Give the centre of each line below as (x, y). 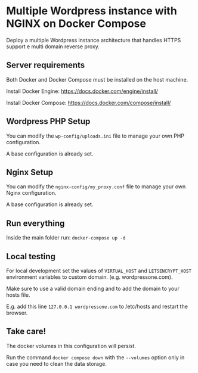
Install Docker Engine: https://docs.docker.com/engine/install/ (82, 91)
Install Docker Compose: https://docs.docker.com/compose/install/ (89, 102)
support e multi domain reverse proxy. (53, 46)
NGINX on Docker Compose (76, 24)
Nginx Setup (30, 172)
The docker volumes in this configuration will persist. (71, 346)
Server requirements (46, 65)
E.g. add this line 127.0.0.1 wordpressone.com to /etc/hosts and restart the (97, 306)
